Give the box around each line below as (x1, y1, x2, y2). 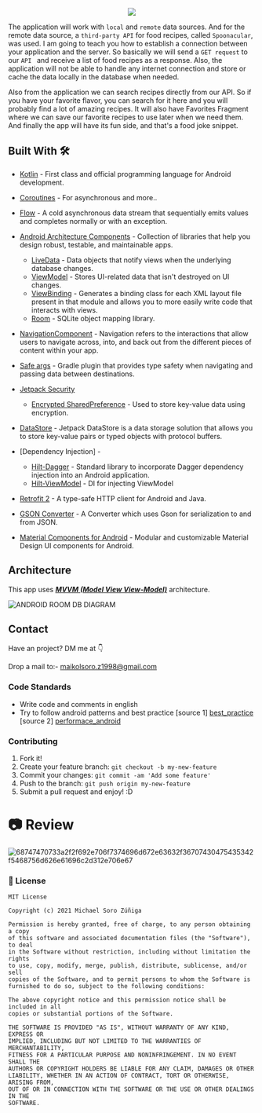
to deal (8, 941, 34, 950)
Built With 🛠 (8, 145, 71, 158)
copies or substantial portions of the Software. (8, 1010, 174, 1018)
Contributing (8, 735, 58, 746)
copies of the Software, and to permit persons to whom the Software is (8, 976, 251, 983)
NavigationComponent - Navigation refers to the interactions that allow (19, 328, 249, 338)
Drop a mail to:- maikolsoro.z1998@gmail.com (8, 662, 158, 672)
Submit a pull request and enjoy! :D (19, 787, 133, 796)
